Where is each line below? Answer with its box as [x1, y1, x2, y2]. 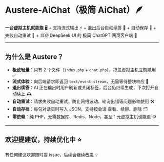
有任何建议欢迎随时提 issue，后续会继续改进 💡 [5, 152, 99, 158]
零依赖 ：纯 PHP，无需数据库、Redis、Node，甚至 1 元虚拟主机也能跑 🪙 [12, 113, 157, 119]
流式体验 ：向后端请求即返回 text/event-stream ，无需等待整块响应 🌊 [12, 78, 149, 84]
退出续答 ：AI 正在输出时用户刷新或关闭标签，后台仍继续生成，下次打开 [12, 84, 155, 90]
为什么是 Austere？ [5, 53, 64, 61]
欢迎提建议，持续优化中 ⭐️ [5, 135, 82, 144]
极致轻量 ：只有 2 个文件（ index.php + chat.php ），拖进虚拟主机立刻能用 [12, 67, 156, 73]
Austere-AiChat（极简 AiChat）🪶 [5, 4, 144, 16]
